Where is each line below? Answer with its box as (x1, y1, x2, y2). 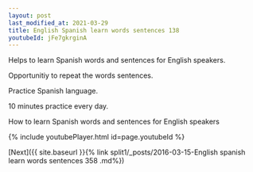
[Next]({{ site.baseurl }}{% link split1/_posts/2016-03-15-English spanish (8, 147, 246, 157)
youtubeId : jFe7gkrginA (8, 33, 88, 42)
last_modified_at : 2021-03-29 (8, 19, 109, 27)
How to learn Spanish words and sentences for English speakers (8, 117, 220, 127)
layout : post (8, 11, 52, 20)
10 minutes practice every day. (8, 101, 109, 111)
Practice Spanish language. (8, 86, 98, 96)
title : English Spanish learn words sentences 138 (8, 26, 180, 34)
